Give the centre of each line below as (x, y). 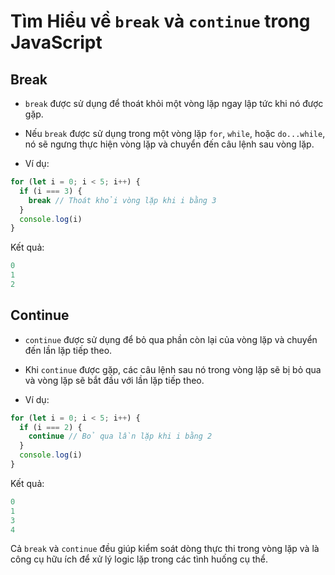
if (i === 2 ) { (51, 427)
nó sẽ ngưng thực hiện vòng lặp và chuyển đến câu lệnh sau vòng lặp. (169, 144)
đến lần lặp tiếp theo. (68, 350)
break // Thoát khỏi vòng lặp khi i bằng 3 (122, 200)
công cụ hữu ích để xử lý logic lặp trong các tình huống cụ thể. (139, 559)
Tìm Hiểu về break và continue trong (160, 21)
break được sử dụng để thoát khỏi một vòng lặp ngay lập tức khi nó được (174, 103)
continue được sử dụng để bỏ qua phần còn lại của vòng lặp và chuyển (171, 339)
